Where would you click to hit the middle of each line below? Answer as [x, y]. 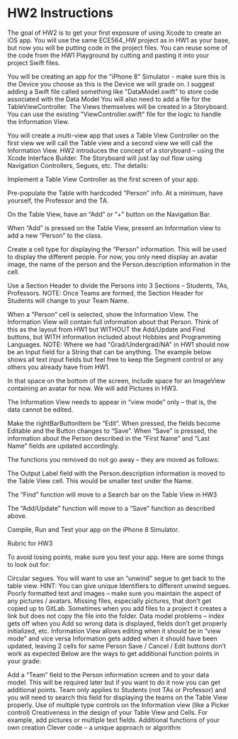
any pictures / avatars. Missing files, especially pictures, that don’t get [109, 601]
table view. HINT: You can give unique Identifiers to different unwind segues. [119, 585]
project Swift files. [34, 62]
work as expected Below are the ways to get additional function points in [113, 653]
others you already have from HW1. [59, 367]
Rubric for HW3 [30, 543]
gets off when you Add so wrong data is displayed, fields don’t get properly [118, 623]
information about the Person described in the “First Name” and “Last [109, 438]
